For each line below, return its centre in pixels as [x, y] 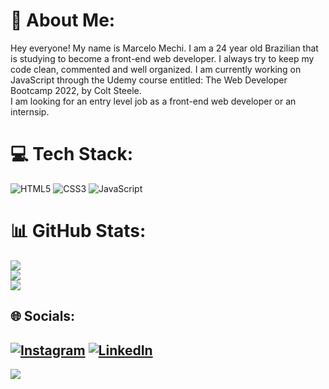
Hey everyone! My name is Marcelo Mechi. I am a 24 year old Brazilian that [164, 48]
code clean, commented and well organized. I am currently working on [156, 69]
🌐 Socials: [43, 316]
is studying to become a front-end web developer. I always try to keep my [162, 58]
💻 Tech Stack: [72, 154]
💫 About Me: [63, 20]
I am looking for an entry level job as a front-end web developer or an [153, 101]
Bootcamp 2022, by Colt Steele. [76, 90]
